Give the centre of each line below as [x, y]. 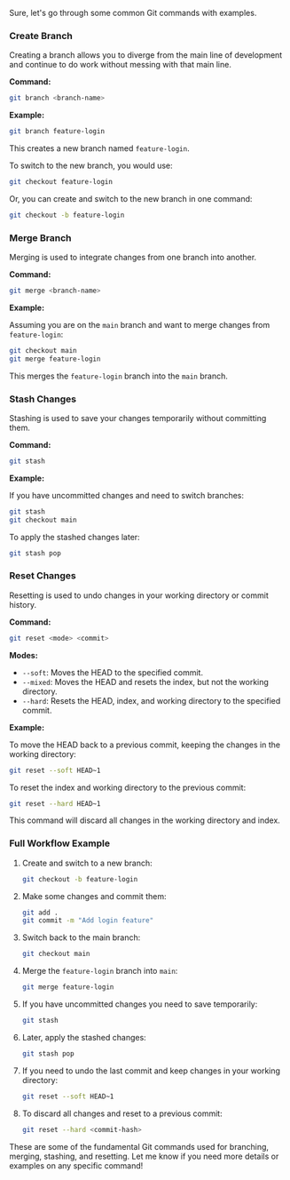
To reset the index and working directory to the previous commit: [128, 787]
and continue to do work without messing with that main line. [121, 65]
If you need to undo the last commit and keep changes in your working [151, 1071]
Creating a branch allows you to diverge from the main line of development [146, 55]
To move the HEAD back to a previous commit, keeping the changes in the [145, 745]
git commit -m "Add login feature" [88, 921]
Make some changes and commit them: [94, 896]
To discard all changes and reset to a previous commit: [122, 1113]
